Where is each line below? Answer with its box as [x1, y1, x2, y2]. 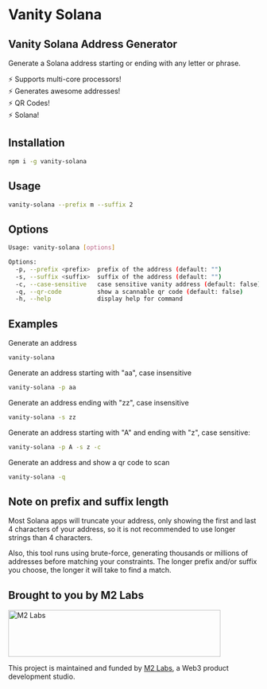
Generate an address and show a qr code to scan [8, 457, 170, 467]
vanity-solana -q [8, 472, 66, 481]
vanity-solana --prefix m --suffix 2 [8, 201, 133, 209]
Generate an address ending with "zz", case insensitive [8, 397, 189, 407]
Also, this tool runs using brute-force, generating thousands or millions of [8, 548, 249, 558]
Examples [8, 317, 58, 331]
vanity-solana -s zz [8, 413, 77, 421]
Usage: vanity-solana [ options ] [8, 244, 115, 252]
